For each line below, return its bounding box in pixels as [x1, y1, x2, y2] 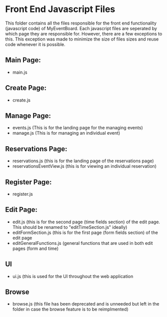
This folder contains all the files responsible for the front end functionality [5, 20, 156, 26]
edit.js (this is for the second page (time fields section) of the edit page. [12, 219, 160, 225]
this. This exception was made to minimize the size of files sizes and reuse [5, 36, 159, 42]
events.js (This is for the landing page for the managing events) [12, 125, 143, 131]
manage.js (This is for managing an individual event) [12, 130, 120, 136]
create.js [12, 97, 31, 103]
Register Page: [5, 178, 52, 186]
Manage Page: [5, 111, 51, 120]
